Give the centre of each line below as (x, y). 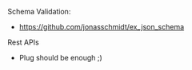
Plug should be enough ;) (61, 58)
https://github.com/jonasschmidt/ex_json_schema (102, 27)
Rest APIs (23, 42)
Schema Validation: (39, 12)
